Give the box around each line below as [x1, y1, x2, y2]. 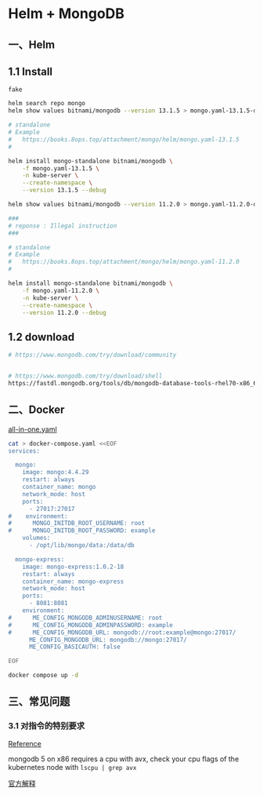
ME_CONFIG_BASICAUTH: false [28, 643, 121, 651]
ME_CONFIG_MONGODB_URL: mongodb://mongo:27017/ [28, 636, 188, 644]
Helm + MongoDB [8, 5, 125, 23]
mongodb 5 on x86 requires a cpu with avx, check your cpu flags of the [8, 754, 240, 764]
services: [8, 447, 41, 455]
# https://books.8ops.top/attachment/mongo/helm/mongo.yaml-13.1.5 [8, 135, 240, 144]
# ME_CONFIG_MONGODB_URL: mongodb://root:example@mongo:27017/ [8, 629, 236, 636]
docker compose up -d [8, 672, 79, 680]
